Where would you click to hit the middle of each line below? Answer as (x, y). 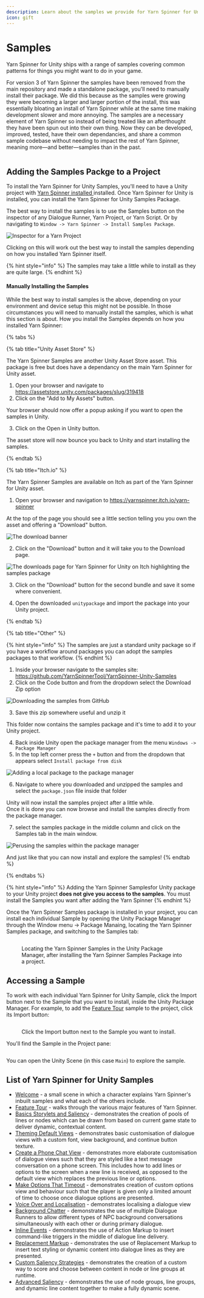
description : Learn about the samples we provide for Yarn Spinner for (99, 12)
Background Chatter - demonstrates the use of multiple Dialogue (96, 1211)
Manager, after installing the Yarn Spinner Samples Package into (102, 955)
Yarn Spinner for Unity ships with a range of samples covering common (96, 64)
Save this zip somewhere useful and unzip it (70, 713)
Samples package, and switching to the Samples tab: (73, 931)
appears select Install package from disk (69, 761)
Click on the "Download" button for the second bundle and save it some (105, 585)
